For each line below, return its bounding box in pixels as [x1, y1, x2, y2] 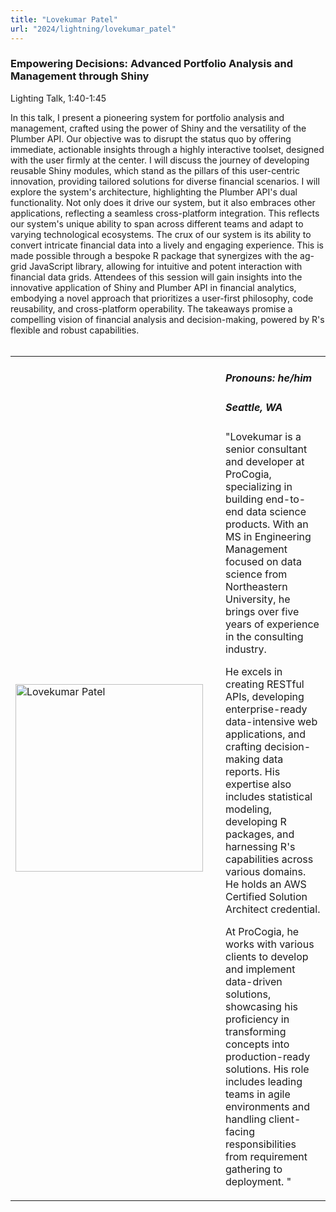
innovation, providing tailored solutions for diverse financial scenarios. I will [10, 175, 320, 187]
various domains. [225, 864, 307, 878]
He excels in [225, 664, 283, 678]
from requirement [225, 1149, 308, 1163]
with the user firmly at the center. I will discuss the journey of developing [10, 154, 310, 166]
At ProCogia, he [225, 924, 300, 938]
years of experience [225, 617, 320, 631]
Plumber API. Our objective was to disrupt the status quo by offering [10, 132, 292, 145]
